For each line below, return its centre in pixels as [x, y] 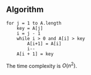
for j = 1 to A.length [34, 23]
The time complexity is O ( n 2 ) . [42, 65]
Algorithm [25, 10]
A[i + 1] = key [35, 54]
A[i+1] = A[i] [44, 43]
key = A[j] [30, 28]
